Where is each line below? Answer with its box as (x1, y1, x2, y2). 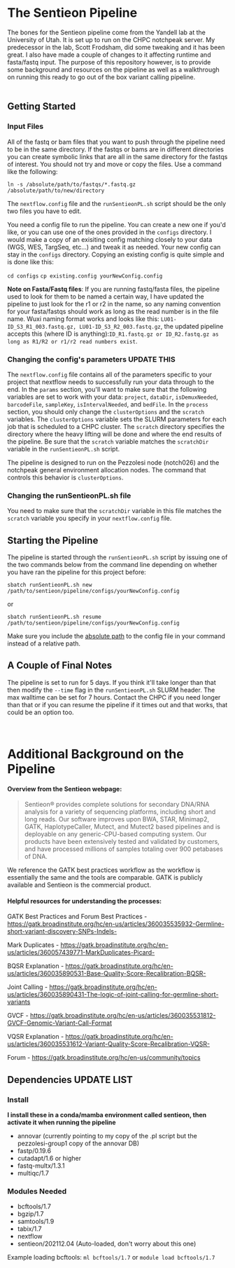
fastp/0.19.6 (17, 1147, 51, 1155)
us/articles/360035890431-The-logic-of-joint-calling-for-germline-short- (7, 990, 219, 999)
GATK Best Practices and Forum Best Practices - (7, 913, 148, 921)
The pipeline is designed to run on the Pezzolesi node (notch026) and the (7, 458, 220, 467)
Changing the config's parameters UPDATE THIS (7, 354, 176, 364)
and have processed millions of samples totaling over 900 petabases (24, 845, 224, 853)
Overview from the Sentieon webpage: (7, 784, 122, 793)
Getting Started (7, 100, 76, 113)
